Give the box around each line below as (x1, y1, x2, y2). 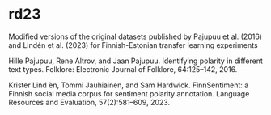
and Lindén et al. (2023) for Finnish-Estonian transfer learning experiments (8, 40, 258, 49)
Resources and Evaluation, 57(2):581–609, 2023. (8, 97, 171, 107)
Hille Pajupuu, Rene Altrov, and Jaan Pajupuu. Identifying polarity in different (8, 56, 263, 66)
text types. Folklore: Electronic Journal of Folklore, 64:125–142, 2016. (8, 64, 238, 74)
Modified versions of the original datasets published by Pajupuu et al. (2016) (8, 32, 263, 41)
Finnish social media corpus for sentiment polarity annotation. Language (8, 88, 250, 98)
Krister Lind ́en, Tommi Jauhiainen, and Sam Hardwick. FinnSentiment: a (8, 80, 249, 90)
